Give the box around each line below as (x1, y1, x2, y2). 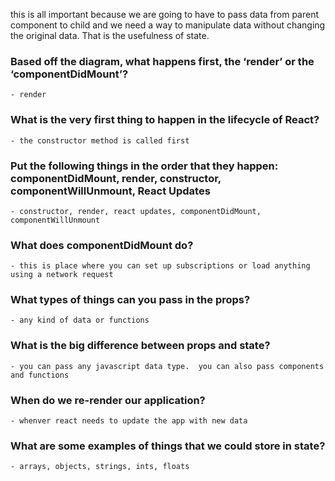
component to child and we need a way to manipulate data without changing (10, 19, 326, 31)
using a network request (10, 270, 114, 280)
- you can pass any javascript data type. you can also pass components (10, 361, 325, 371)
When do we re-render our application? (10, 393, 206, 407)
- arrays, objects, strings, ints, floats (10, 462, 190, 472)
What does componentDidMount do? (10, 238, 194, 252)
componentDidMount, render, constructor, (10, 171, 222, 185)
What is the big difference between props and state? (10, 339, 271, 353)
